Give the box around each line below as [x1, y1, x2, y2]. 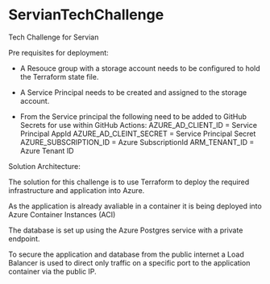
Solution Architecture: [8, 161, 81, 171]
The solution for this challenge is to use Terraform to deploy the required [8, 177, 250, 187]
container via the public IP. [8, 266, 97, 276]
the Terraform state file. [19, 72, 99, 81]
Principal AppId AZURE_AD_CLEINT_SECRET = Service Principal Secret [19, 129, 256, 138]
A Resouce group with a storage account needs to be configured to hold [19, 63, 260, 73]
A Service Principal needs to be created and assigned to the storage [19, 87, 247, 97]
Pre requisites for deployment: [8, 47, 109, 57]
